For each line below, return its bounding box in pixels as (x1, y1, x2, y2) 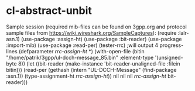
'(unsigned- (155, 54, 183, 61)
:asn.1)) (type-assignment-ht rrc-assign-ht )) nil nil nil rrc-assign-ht (6, 72, 167, 79)
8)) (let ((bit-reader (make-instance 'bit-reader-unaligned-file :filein (18, 60, 180, 67)
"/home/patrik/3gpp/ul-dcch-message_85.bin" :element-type (6, 54, 154, 61)
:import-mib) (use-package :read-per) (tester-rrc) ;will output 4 (6, 42, 159, 49)
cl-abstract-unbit (6, 4, 92, 17)
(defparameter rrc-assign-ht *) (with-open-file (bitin (18, 48, 145, 54)
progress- (159, 42, 184, 49)
